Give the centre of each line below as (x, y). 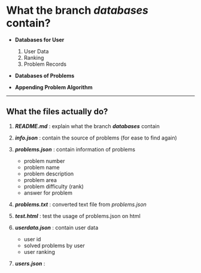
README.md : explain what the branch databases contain (87, 126)
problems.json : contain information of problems (75, 149)
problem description (49, 174)
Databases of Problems (45, 75)
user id (32, 239)
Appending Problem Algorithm (54, 87)
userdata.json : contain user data (57, 227)
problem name (42, 167)
